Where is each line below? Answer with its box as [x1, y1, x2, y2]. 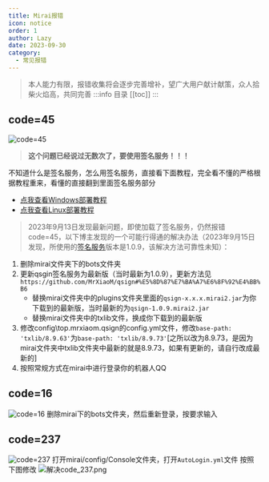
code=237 [8, 432, 62, 446]
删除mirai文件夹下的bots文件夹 [19, 259, 122, 268]
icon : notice [8, 19, 52, 27]
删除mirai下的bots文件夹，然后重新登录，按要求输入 [46, 409, 218, 419]
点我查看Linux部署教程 [19, 205, 94, 215]
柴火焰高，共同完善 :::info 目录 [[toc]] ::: [27, 89, 159, 98]
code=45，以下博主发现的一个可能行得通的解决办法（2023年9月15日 [27, 231, 255, 241]
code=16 [8, 387, 53, 400]
